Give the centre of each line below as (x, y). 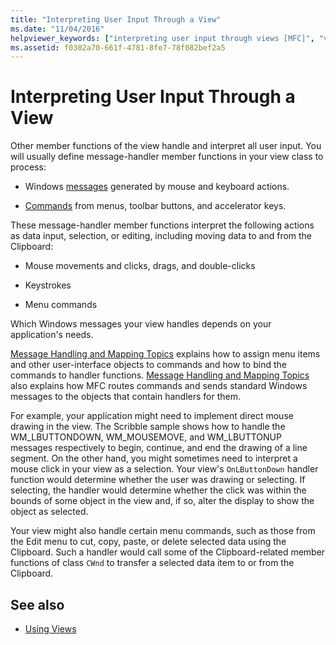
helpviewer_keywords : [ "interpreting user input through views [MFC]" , (162, 38)
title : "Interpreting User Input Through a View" (116, 19)
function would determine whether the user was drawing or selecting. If (158, 480)
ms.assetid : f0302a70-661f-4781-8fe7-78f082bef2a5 (118, 47)
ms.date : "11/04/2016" (57, 29)
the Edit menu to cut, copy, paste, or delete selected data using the (148, 542)
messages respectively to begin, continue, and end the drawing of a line (159, 448)
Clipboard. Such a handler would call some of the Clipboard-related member (168, 552)
